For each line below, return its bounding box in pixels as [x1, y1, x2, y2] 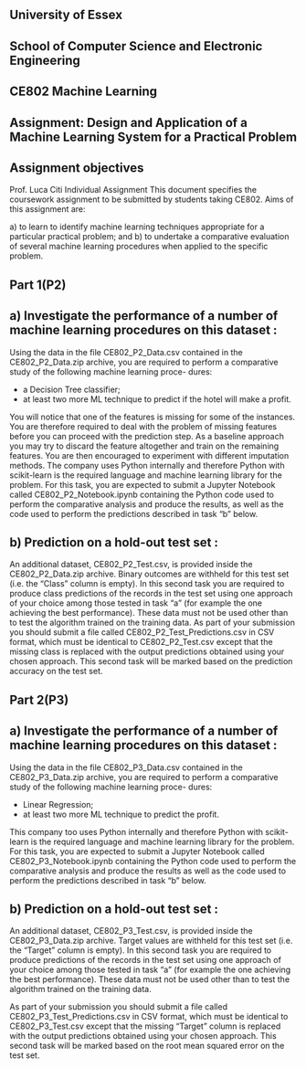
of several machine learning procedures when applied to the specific [9, 241, 269, 252]
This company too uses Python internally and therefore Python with [9, 826, 263, 837]
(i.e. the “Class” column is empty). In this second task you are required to [9, 578, 285, 589]
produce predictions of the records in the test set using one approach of [9, 955, 281, 966]
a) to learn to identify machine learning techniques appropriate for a [9, 221, 265, 232]
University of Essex [9, 7, 123, 23]
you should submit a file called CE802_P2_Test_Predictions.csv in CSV [9, 627, 275, 638]
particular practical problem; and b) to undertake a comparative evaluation [9, 231, 290, 242]
